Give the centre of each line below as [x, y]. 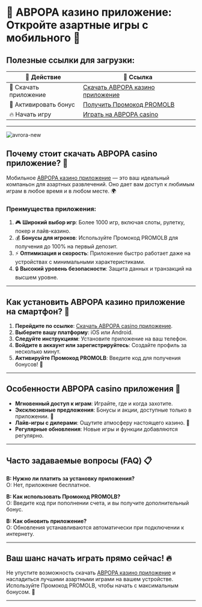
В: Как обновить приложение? [47, 521]
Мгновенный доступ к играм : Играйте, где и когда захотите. [94, 403]
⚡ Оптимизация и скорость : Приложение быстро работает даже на [103, 253]
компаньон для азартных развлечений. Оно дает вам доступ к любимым [100, 184]
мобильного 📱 [43, 38]
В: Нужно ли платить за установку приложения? [71, 478]
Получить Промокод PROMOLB [129, 105]
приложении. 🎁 [34, 416]
